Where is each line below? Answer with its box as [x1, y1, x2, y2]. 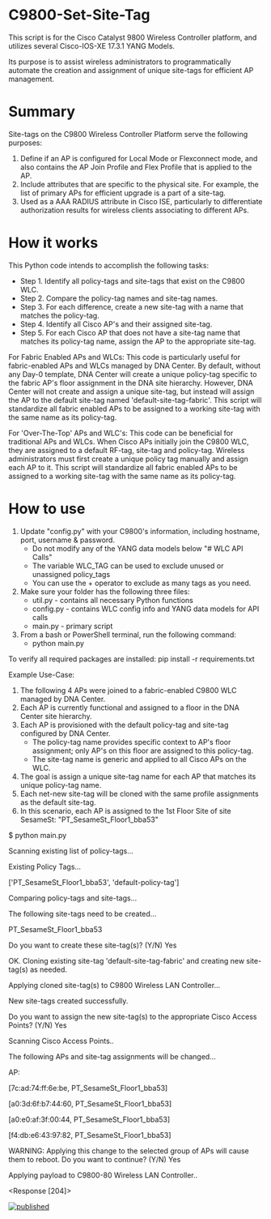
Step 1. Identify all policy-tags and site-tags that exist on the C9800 [19, 276, 245, 285]
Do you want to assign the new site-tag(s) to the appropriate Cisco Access [8, 1012, 257, 1021]
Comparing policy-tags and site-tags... [8, 893, 138, 903]
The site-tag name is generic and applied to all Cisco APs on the [32, 754, 247, 763]
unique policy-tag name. [19, 780, 102, 789]
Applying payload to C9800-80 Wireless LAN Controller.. [8, 1170, 198, 1180]
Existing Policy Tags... [8, 862, 82, 871]
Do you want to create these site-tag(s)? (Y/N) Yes [8, 940, 177, 950]
